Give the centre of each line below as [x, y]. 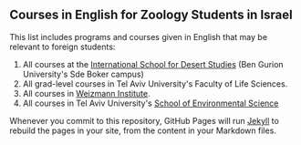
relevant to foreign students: [62, 47]
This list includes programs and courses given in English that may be [138, 36]
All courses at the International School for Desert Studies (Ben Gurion [153, 64]
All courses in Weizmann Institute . [86, 93]
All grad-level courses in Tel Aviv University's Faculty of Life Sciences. [155, 83]
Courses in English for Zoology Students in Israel [151, 15]
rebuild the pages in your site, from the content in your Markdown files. [143, 130]
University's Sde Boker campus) [83, 74]
